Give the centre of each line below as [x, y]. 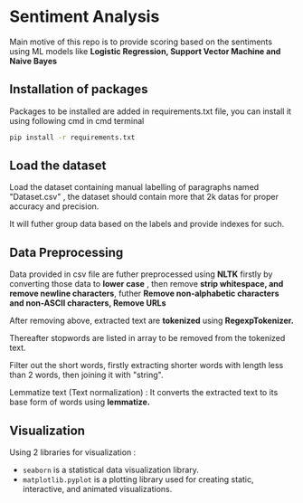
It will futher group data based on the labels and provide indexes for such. [147, 224]
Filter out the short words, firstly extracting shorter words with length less [147, 365]
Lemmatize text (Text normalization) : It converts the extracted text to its [144, 393]
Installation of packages [79, 89]
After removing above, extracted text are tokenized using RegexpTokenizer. [151, 321]
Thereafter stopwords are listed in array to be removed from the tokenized [147, 338]
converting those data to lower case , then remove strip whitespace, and [147, 284]
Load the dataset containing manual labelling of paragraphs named [134, 187]
